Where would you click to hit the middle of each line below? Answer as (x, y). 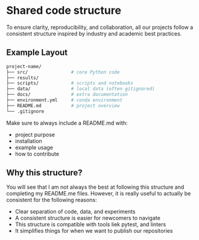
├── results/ (23, 78)
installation (28, 141)
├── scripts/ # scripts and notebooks (70, 83)
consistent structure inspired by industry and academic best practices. (94, 33)
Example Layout (37, 53)
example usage (34, 147)
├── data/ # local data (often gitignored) (81, 89)
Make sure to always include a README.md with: (67, 123)
